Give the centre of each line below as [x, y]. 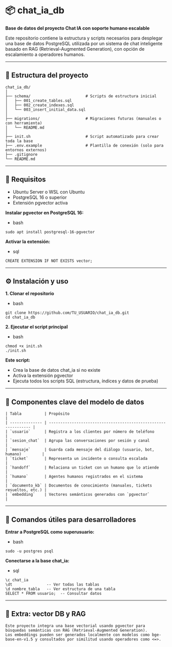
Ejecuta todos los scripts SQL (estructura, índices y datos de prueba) [85, 381]
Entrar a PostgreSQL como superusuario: [50, 532]
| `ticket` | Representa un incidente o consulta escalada [76, 459]
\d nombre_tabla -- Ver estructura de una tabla [60, 589]
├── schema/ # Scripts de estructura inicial [81, 96]
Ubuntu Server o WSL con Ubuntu [49, 192]
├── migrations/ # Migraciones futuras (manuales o [83, 118]
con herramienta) [24, 123]
